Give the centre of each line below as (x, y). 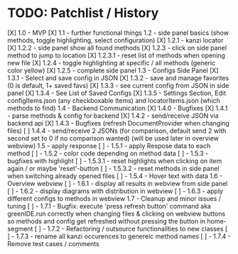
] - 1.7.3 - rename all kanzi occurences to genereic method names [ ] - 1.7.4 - (119, 236)
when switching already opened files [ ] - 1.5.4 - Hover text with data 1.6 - (115, 176)
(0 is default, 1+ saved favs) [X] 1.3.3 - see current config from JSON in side (118, 85)
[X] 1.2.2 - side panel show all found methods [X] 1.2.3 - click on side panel (117, 48)
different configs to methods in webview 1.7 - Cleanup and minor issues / (114, 198)
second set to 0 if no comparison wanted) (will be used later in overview (113, 138)
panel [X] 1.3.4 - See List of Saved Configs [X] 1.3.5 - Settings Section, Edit (117, 93)
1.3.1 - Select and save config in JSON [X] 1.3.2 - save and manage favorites (118, 78)
